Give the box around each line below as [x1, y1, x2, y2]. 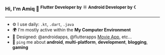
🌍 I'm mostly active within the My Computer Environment [12, 27, 131, 32]
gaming [12, 44, 28, 50]
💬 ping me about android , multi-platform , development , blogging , [12, 39, 148, 45]
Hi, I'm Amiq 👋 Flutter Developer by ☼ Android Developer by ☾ [5, 4, 137, 12]
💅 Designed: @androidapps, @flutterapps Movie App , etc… [12, 34, 132, 40]
